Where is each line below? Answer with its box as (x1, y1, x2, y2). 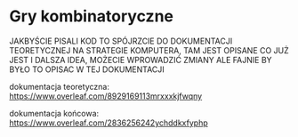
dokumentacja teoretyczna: (9, 81, 109, 92)
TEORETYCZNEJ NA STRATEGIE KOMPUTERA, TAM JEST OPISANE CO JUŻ (9, 44, 289, 55)
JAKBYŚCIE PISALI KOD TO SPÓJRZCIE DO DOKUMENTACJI (9, 36, 233, 46)
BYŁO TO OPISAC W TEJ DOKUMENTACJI (9, 64, 165, 75)
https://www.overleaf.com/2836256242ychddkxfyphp (9, 117, 208, 128)
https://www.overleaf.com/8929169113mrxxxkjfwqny (9, 91, 203, 101)
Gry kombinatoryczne (9, 6, 174, 27)
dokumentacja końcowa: (9, 108, 100, 118)
